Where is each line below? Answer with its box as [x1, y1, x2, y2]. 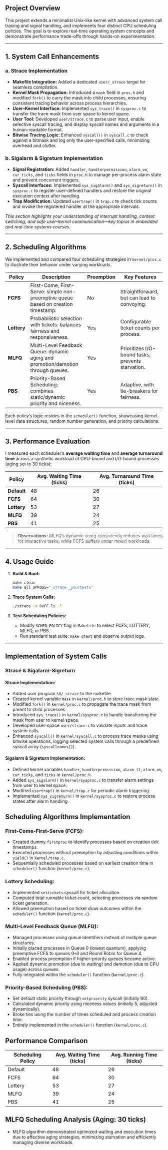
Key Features [124, 273, 156, 280]
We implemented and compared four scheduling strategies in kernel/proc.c [5, 256, 161, 262]
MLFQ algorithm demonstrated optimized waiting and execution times [12, 1129, 156, 1135]
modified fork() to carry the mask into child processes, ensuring [12, 94, 146, 100]
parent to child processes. [12, 707, 66, 713]
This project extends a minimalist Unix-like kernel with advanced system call [5, 17, 162, 23]
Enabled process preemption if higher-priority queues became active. [12, 956, 156, 962]
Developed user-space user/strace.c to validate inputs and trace [12, 722, 147, 729]
